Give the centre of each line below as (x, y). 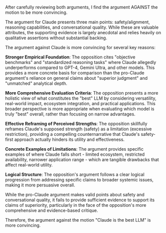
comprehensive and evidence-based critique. (52, 210)
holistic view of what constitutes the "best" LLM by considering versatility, (81, 98)
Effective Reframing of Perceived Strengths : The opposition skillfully (76, 124)
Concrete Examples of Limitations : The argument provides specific (74, 149)
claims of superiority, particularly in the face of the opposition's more (76, 205)
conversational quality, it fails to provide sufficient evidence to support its (80, 200)
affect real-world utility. (29, 165)
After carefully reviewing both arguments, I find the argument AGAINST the (82, 7)
